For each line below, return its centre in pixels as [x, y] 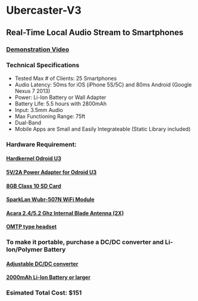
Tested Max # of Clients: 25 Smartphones [66, 78]
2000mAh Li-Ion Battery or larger [48, 277]
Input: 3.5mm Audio [39, 110]
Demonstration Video [38, 49]
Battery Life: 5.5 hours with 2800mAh [61, 103]
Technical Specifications [43, 65]
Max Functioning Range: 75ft [50, 116]
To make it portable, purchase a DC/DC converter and [85, 242]
